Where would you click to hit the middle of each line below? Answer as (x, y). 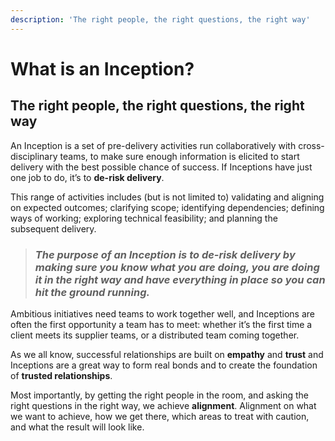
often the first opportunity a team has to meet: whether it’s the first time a (161, 324)
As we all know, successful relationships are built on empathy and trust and (167, 354)
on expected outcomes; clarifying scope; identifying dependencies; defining (167, 207)
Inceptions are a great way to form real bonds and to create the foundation (164, 365)
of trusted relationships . (61, 375)
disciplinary (34, 156)
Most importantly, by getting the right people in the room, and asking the (160, 395)
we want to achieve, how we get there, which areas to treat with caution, (160, 416)
